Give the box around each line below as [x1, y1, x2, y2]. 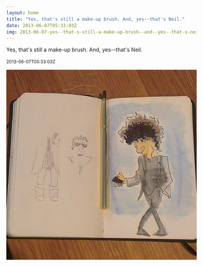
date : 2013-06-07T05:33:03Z [6, 22, 77, 28]
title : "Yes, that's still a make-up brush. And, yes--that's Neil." [6, 16, 185, 22]
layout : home [6, 10, 39, 16]
